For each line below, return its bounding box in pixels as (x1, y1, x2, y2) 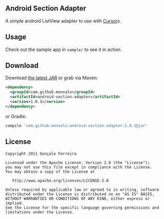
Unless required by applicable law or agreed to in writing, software (5, 187, 159, 192)
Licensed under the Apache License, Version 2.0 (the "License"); (5, 160, 150, 165)
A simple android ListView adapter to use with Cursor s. (5, 17, 121, 24)
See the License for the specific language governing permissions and (5, 205, 159, 210)
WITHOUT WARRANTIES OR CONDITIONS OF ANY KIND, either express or (5, 196, 150, 201)
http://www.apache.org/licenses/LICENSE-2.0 (12, 178, 109, 183)
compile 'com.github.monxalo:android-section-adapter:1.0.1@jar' (5, 123, 148, 128)
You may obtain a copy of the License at (5, 169, 95, 174)
